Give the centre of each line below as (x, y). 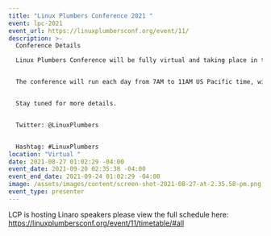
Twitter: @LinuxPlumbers (57, 125)
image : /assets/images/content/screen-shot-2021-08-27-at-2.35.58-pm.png (135, 184)
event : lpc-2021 (35, 23)
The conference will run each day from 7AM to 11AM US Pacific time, (135, 82)
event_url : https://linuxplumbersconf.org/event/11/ (99, 31)
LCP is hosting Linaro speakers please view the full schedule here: (119, 214)
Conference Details (48, 46)
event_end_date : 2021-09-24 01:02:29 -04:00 (84, 177)
